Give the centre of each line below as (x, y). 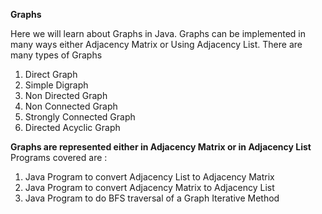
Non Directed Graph (66, 95)
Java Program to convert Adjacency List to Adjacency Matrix (149, 177)
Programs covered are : (59, 157)
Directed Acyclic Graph (72, 127)
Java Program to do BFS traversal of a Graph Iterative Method (152, 198)
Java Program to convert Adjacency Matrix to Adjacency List (149, 187)
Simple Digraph (56, 85)
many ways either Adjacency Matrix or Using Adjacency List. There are (156, 44)
